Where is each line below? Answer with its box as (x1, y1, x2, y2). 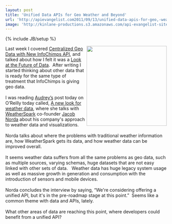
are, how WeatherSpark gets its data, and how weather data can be (5, 138, 147, 144)
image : (5, 21, 19, 27)
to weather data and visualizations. (5, 122, 79, 128)
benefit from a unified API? (5, 214, 62, 220)
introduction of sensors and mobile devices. (5, 176, 98, 182)
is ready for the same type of (5, 73, 67, 79)
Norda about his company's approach (5, 116, 85, 123)
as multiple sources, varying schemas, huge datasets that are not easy (5, 160, 155, 166)
